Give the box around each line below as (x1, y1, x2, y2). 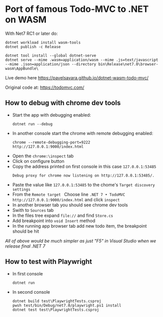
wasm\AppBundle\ (5, 66, 39, 71)
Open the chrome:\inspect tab (12, 153, 74, 159)
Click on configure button (12, 158, 64, 164)
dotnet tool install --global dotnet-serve (5, 53, 97, 58)
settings (12, 187, 31, 192)
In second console (12, 289, 51, 295)
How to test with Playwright (5, 257, 93, 266)
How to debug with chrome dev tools (5, 99, 121, 107)
